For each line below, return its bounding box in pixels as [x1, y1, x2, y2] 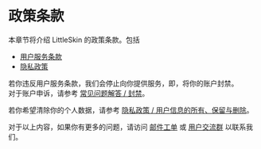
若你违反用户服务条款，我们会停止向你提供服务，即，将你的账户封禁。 [8, 78, 239, 88]
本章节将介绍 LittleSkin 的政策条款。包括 [8, 35, 141, 44]
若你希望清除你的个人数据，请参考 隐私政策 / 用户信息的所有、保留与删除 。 [8, 105, 254, 115]
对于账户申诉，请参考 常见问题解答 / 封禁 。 [8, 88, 150, 97]
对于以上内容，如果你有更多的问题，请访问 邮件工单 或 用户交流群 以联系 [8, 122, 247, 132]
